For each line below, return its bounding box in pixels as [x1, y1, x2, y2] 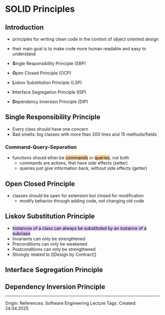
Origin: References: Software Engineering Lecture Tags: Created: [5, 300, 137, 306]
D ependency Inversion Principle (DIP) [12, 99, 88, 105]
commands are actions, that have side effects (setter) [19, 160, 128, 166]
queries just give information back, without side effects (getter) [19, 165, 147, 171]
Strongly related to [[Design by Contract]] [12, 251, 97, 257]
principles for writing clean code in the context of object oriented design [12, 36, 159, 42]
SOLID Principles [5, 3, 75, 15]
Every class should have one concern [12, 126, 88, 132]
